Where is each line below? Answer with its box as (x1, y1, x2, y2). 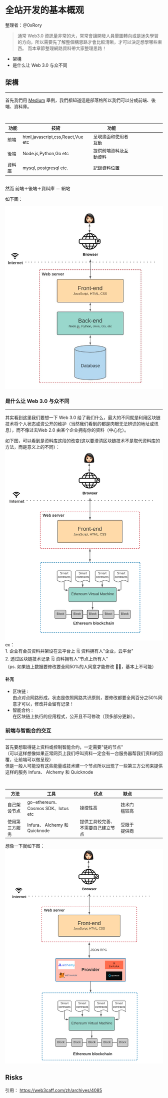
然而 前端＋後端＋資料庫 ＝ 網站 (5, 185, 70, 191)
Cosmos (27, 805, 44, 811)
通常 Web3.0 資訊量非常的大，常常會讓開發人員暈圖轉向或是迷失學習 (17, 33, 159, 39)
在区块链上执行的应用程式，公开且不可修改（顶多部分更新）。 (12, 713, 137, 719)
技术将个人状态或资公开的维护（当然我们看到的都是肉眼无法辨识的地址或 (5, 421, 154, 427)
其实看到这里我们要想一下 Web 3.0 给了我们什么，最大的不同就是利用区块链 (5, 415, 161, 421)
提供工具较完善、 (79, 818, 115, 824)
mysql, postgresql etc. (22, 165, 68, 171)
